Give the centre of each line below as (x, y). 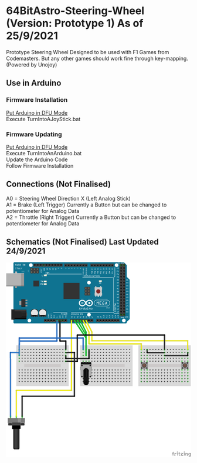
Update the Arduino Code (37, 159)
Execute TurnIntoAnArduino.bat (44, 153)
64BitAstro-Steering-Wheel (75, 11)
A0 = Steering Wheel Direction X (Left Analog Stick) (68, 198)
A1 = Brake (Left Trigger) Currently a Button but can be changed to (86, 205)
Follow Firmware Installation (40, 165)
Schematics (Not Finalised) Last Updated (83, 242)
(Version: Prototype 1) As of (75, 23)
